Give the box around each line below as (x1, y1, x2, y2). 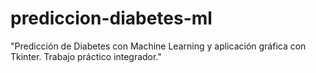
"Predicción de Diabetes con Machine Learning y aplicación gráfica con (10, 40, 307, 52)
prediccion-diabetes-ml (10, 7, 213, 30)
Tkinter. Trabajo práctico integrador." (10, 50, 162, 62)
